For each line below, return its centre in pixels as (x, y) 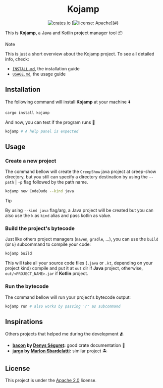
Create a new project (31, 161)
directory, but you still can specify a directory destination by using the (76, 177)
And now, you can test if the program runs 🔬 (50, 122)
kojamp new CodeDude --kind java (40, 191)
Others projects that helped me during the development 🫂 (65, 334)
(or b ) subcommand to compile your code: (48, 244)
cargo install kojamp (27, 112)
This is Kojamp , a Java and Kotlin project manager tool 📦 (64, 33)
